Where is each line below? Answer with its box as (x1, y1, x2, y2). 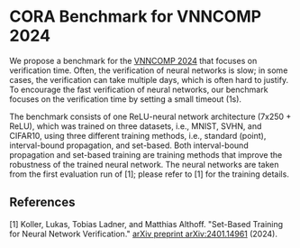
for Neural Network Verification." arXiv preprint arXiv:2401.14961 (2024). (9, 228, 277, 239)
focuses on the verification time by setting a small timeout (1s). (9, 93, 241, 105)
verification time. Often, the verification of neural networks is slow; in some (9, 65, 288, 76)
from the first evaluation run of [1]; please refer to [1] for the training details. (9, 169, 290, 179)
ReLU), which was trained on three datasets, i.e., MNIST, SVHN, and (9, 120, 262, 132)
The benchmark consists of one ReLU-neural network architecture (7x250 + (9, 111, 292, 122)
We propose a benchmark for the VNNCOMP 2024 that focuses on (9, 55, 258, 66)
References (9, 195, 76, 210)
